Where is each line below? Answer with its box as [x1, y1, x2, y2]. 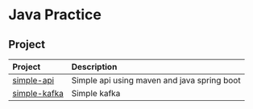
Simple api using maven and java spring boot [71, 75, 241, 86]
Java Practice [8, 6, 102, 24]
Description [71, 62, 118, 72]
